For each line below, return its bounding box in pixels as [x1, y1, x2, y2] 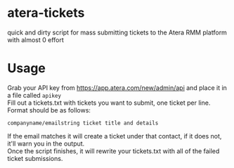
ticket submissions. [7, 154, 63, 162]
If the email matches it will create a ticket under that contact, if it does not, [7, 131, 222, 140]
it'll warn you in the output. [7, 139, 85, 148]
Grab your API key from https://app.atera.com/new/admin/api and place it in [7, 83, 227, 92]
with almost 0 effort [7, 35, 65, 44]
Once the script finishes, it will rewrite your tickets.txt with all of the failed [7, 146, 220, 155]
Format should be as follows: [7, 105, 91, 114]
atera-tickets [7, 5, 85, 21]
